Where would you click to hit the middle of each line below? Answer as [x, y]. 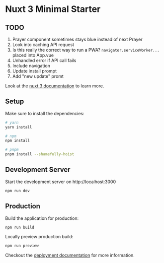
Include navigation [31, 66]
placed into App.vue [33, 55]
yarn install [19, 127]
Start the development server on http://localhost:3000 [60, 182]
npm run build [20, 227]
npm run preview [22, 246]
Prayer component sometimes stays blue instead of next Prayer [77, 39]
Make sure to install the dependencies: [45, 113]
